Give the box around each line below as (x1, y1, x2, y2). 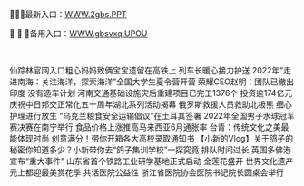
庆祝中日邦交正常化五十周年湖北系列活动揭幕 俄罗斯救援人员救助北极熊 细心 (9, 99, 292, 110)
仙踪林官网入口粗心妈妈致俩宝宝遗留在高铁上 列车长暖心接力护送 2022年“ (9, 65, 284, 75)
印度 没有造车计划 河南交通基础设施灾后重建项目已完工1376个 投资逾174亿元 (9, 88, 293, 98)
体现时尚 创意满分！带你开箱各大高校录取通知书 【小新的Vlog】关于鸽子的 (16, 133, 293, 143)
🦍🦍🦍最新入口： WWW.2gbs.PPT (9, 9, 127, 19)
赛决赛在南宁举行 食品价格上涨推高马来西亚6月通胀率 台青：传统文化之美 (9, 122, 281, 132)
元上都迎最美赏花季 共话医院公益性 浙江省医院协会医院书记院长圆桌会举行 (9, 167, 284, 178)
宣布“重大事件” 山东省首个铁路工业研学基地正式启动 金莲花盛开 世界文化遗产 (9, 156, 294, 166)
